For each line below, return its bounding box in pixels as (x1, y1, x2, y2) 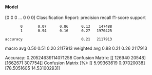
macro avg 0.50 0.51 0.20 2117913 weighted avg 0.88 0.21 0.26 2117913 (5, 45, 148, 51)
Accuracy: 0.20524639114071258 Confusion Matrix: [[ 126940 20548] (5, 55, 146, 61)
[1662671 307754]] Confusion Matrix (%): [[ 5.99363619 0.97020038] (5, 60, 145, 66)
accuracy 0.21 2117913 (5, 37, 112, 42)
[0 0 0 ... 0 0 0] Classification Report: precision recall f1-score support (5, 15, 146, 20)
